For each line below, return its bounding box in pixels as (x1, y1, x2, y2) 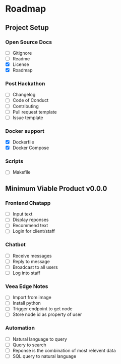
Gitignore (12, 50, 32, 56)
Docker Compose (12, 145, 49, 151)
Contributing (12, 103, 39, 109)
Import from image (12, 295, 51, 301)
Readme (12, 55, 30, 61)
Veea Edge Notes (5, 282, 48, 289)
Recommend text (12, 223, 48, 229)
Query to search (12, 342, 46, 348)
